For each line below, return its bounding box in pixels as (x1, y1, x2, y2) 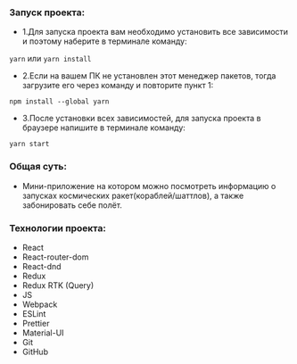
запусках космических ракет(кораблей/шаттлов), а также (21, 190, 244, 201)
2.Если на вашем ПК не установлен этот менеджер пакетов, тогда (21, 70, 276, 81)
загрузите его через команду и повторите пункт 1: (21, 80, 214, 91)
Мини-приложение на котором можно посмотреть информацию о (21, 180, 276, 191)
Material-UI (21, 327, 64, 338)
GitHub (21, 346, 49, 357)
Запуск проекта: (9, 6, 86, 19)
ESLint (21, 308, 46, 318)
